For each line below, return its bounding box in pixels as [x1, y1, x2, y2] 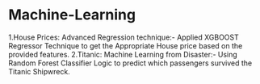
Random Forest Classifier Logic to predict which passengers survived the [8, 58, 253, 68]
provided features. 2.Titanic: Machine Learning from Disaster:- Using [8, 49, 238, 59]
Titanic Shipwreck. [8, 66, 70, 76]
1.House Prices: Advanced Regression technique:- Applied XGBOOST [8, 32, 240, 42]
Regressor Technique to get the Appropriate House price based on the [8, 40, 243, 50]
